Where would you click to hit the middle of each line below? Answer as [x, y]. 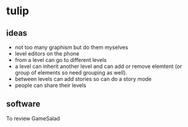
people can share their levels [51, 85]
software [23, 104]
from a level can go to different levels [61, 60]
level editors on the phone [47, 54]
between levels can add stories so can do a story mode [83, 79]
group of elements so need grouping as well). [71, 72]
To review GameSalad [33, 118]
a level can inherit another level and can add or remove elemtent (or [98, 66]
